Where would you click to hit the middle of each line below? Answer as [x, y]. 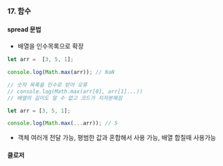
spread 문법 [24, 29]
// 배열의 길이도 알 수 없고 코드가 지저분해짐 [65, 98]
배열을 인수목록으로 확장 [51, 46]
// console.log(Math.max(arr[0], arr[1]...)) [75, 91]
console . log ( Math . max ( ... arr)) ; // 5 [63, 123]
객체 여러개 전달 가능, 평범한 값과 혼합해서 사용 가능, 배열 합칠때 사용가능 [117, 138]
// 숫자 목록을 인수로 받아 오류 [47, 85]
